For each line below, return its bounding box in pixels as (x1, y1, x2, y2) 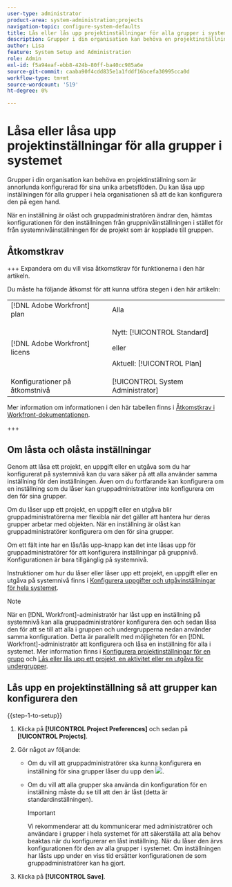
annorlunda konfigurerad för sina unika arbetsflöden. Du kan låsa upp (7, 183, 205, 191)
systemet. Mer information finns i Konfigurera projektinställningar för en (7, 647, 211, 655)
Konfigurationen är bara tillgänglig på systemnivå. (7, 555, 148, 564)
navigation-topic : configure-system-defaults (7, 23, 140, 30)
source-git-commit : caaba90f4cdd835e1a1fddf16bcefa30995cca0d (7, 68, 190, 75)
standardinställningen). (27, 795, 93, 803)
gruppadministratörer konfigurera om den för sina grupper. (7, 527, 174, 535)
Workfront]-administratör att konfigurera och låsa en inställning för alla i (7, 640, 211, 648)
